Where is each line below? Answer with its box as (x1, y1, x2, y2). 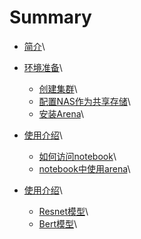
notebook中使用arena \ (38, 162, 131, 175)
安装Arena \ (38, 107, 84, 120)
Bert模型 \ (38, 217, 78, 230)
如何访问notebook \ (38, 150, 117, 162)
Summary (9, 6, 92, 29)
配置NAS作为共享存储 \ (38, 95, 131, 107)
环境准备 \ (23, 61, 63, 73)
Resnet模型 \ (38, 205, 89, 217)
